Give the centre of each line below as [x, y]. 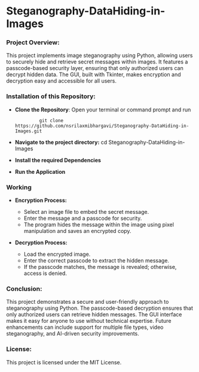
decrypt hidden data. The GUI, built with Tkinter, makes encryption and [94, 75]
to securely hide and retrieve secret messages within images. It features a [97, 62]
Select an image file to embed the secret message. [86, 212]
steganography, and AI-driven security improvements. [73, 334]
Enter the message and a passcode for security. [83, 218]
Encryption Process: [41, 200]
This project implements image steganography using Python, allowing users [99, 56]
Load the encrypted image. [57, 254]
